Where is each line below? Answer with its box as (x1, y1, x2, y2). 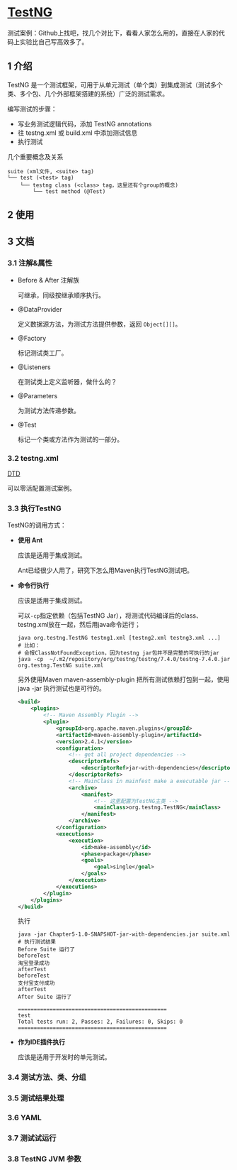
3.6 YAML (7, 1112, 42, 1122)
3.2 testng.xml (7, 453, 59, 463)
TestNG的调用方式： (7, 521, 67, 530)
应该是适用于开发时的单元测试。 (17, 1053, 111, 1061)
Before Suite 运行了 (17, 946, 76, 953)
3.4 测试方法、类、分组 (7, 1073, 86, 1083)
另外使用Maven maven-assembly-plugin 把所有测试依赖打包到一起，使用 (17, 675, 230, 684)
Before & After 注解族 (17, 275, 80, 284)
